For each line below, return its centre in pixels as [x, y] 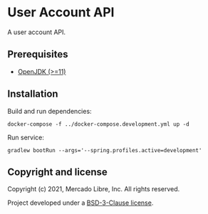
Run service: [26, 137]
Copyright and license [58, 172]
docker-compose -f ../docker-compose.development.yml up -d [99, 124]
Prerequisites [38, 54]
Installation [33, 94]
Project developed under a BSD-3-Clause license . [80, 203]
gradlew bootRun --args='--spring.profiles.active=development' [105, 150]
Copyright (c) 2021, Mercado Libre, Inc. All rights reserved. [94, 189]
